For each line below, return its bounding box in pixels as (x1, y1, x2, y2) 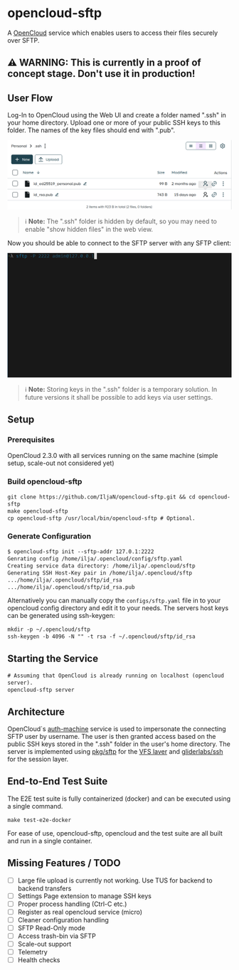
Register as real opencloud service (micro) (17, 907, 143, 916)
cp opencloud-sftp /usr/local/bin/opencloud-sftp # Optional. (7, 515, 196, 522)
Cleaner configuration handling (17, 915, 109, 924)
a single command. (7, 801, 63, 810)
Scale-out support (17, 940, 72, 949)
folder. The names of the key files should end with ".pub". (7, 126, 176, 134)
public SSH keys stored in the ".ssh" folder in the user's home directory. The (7, 740, 231, 748)
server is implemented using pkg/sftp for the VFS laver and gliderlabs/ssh (7, 747, 223, 755)
